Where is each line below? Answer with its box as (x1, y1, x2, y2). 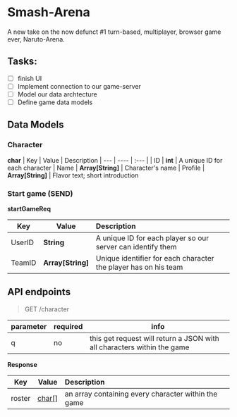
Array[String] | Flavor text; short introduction (7, 170, 139, 180)
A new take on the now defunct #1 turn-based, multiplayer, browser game (7, 27, 221, 36)
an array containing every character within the (64, 389, 218, 399)
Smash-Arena (7, 4, 90, 20)
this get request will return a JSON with (89, 333, 220, 343)
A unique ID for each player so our (95, 233, 209, 243)
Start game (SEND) (7, 188, 73, 198)
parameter (11, 321, 47, 331)
